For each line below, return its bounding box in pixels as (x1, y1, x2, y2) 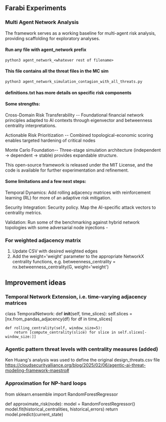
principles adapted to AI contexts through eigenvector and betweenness (5, 117, 152, 123)
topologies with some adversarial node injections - (5, 225, 108, 231)
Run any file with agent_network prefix (5, 47, 86, 53)
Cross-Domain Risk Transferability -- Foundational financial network (5, 112, 144, 118)
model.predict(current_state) (5, 411, 63, 417)
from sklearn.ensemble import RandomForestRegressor (5, 391, 118, 397)
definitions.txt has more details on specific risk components (5, 89, 132, 96)
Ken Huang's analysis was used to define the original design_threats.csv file (5, 357, 160, 363)
